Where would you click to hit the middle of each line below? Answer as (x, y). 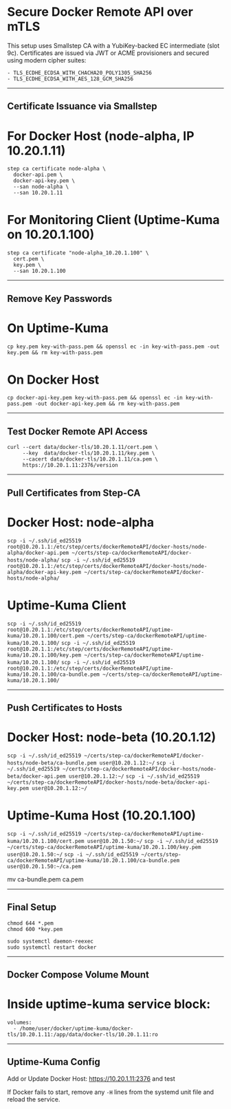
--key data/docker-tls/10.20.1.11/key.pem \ (89, 453)
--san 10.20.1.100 (40, 271)
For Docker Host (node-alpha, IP (101, 136)
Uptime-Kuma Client (67, 605)
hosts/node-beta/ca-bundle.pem (52, 763)
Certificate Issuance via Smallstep (82, 106)
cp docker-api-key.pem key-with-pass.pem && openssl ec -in (95, 398)
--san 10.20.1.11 (38, 193)
